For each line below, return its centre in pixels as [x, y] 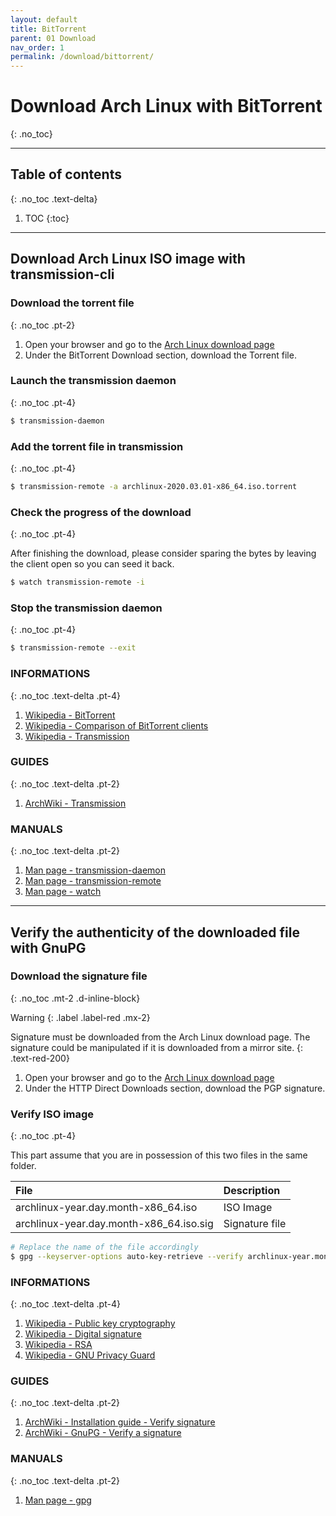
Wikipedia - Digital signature [83, 1334]
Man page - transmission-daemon [95, 870]
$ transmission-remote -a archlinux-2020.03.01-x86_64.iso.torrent [154, 487]
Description [252, 1191]
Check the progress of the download [101, 512]
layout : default [44, 19]
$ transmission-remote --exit [73, 648]
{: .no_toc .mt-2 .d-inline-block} [75, 998]
